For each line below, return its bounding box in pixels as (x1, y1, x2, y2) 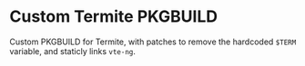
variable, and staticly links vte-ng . (9, 45, 137, 56)
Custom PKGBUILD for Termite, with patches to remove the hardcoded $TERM (9, 36, 297, 47)
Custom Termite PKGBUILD (9, 6, 219, 27)
